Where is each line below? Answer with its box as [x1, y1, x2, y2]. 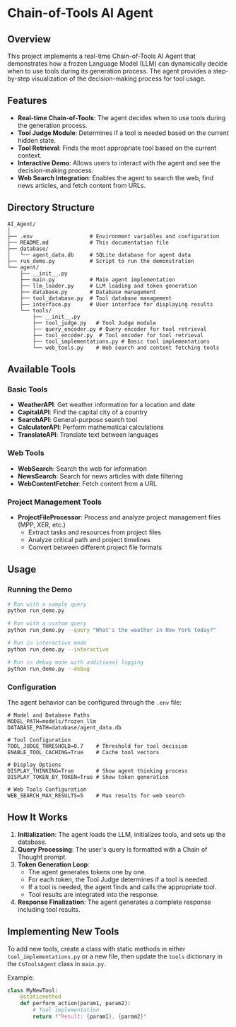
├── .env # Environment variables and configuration [7, 233, 220, 240]
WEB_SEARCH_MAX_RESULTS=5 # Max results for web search [7, 792, 185, 799]
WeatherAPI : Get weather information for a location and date [17, 401, 196, 409]
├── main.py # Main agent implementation [20, 276, 175, 283]
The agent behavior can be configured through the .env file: [7, 698, 182, 706]
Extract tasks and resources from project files [28, 528, 161, 536]
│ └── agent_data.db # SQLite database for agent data [7, 251, 191, 259]
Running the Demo [7, 585, 73, 594]
